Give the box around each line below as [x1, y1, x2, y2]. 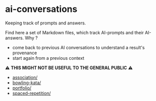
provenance [12, 50, 37, 56]
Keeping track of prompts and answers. [5, 20, 86, 26]
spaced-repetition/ [12, 90, 51, 96]
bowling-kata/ [12, 80, 41, 86]
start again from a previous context [12, 55, 84, 61]
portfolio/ [12, 85, 31, 91]
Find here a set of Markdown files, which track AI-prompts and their [5, 29, 144, 35]
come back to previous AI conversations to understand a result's [12, 44, 145, 50]
